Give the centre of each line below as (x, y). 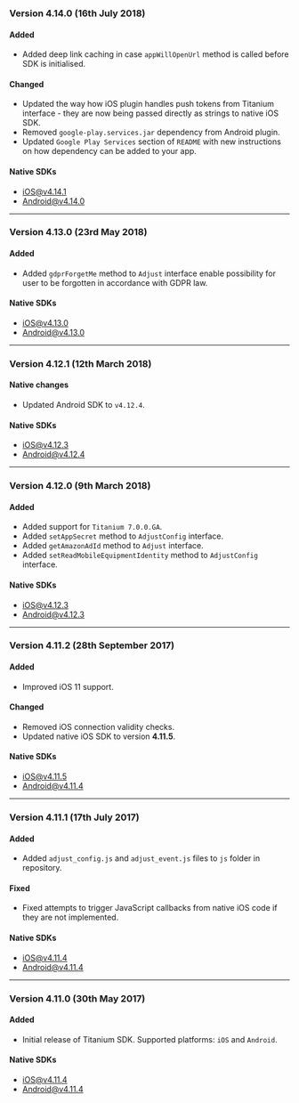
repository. (42, 868)
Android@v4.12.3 (53, 614)
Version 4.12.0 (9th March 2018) (80, 486)
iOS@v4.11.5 (44, 776)
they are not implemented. (70, 917)
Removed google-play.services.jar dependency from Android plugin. (151, 133)
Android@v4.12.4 (53, 454)
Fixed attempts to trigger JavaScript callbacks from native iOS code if (149, 908)
